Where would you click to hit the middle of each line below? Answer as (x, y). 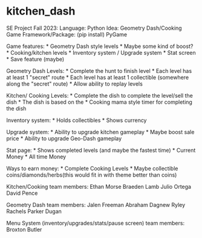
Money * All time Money (36, 157)
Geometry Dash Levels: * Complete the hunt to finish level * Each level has (99, 70)
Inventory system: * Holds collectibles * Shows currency (77, 120)
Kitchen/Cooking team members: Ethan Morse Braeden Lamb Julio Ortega (99, 186)
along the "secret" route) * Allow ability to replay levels (75, 84)
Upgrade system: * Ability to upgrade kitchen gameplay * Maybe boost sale (100, 132)
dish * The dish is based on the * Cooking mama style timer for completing (99, 102)
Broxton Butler (24, 229)
